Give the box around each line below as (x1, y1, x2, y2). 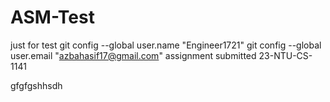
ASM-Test (10, 6, 95, 29)
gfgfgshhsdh (10, 79, 63, 91)
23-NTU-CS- (258, 49, 313, 61)
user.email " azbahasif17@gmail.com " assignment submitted (10, 49, 257, 61)
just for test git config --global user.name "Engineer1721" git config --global (10, 39, 322, 51)
